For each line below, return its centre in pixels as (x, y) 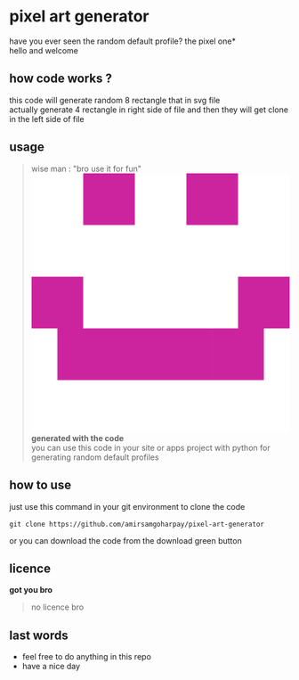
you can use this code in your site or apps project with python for (150, 447)
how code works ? (61, 79)
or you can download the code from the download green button (125, 540)
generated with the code (77, 438)
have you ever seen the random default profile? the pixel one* (122, 41)
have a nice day (51, 667)
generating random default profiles (95, 457)
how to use (40, 485)
